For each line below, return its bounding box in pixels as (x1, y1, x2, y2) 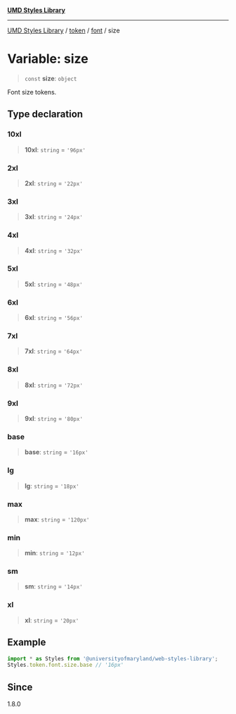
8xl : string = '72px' (24, 381, 83, 389)
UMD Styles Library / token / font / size (7, 26, 121, 35)
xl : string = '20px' (24, 616, 79, 624)
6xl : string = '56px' (24, 314, 83, 322)
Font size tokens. (7, 87, 57, 96)
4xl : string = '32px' (24, 246, 84, 254)
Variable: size (7, 51, 89, 67)
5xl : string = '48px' (24, 280, 83, 288)
